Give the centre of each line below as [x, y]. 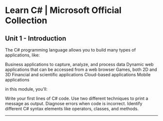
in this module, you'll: [26, 89]
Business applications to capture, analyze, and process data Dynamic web [79, 64]
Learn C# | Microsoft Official [63, 10]
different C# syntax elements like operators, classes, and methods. [72, 109]
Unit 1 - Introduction [36, 38]
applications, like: [23, 55]
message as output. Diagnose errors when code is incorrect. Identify [74, 103]
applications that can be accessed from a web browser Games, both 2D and [81, 69]
